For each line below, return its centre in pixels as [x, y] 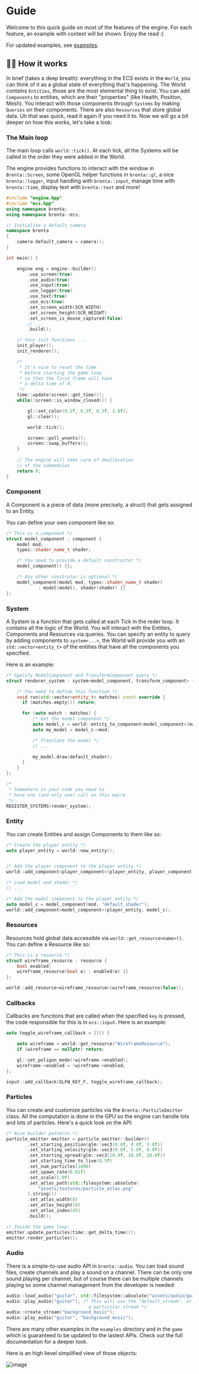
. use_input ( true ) [49, 285]
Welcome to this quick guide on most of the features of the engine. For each [99, 27]
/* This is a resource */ [38, 955]
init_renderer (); [38, 351]
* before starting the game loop [60, 373]
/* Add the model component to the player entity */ [73, 899]
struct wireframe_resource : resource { [57, 961]
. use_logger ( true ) [50, 291]
